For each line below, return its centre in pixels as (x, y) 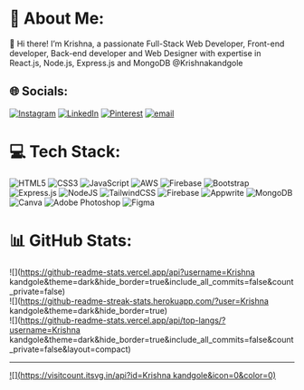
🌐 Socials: (39, 91)
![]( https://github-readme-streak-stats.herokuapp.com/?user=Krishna (139, 301)
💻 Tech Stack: (65, 151)
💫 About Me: (57, 19)
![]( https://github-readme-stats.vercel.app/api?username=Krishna (132, 272)
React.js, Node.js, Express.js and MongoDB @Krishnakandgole (126, 63)
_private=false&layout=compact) (70, 349)
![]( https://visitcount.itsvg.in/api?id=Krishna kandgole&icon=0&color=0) (142, 375)
